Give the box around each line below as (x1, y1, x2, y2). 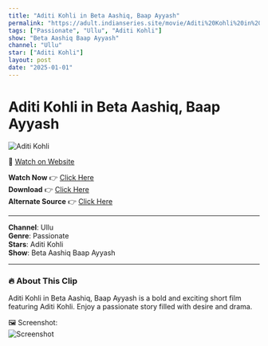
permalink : (8, 19, 45, 27)
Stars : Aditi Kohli (8, 239, 64, 249)
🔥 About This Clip (8, 275, 78, 286)
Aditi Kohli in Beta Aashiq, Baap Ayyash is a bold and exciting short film (8, 293, 242, 303)
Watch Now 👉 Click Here (8, 172, 94, 182)
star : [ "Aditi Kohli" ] (8, 49, 84, 57)
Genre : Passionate (8, 230, 69, 240)
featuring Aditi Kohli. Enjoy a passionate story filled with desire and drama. (8, 301, 253, 311)
